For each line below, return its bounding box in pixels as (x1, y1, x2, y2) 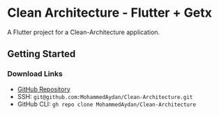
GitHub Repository (17, 85, 71, 93)
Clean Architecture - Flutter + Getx (7, 5, 213, 21)
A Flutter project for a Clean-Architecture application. (7, 28, 160, 36)
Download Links (7, 69, 63, 79)
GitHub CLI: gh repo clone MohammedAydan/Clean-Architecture (17, 100, 197, 108)
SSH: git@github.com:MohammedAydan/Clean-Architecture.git (17, 92, 193, 100)
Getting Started (7, 48, 76, 60)
